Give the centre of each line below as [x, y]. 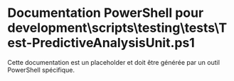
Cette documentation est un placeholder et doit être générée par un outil [114, 62]
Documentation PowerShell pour [106, 13]
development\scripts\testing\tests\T [117, 28]
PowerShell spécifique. [41, 70]
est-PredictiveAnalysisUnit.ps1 [101, 43]
